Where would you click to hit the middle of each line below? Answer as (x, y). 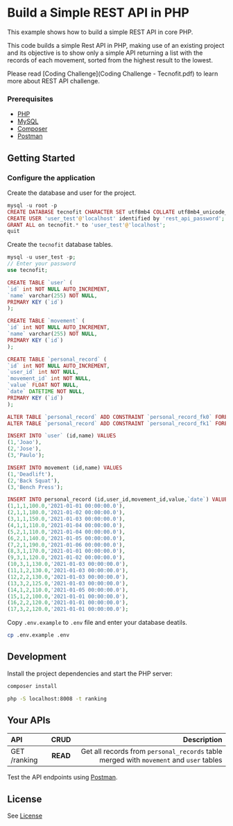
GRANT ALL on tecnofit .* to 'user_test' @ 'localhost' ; (87, 225)
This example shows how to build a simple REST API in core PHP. (100, 32)
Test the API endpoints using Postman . (62, 777)
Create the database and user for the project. (72, 193)
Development (37, 657)
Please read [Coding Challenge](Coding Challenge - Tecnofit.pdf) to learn (113, 74)
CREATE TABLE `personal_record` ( (57, 359)
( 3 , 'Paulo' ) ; (26, 456)
